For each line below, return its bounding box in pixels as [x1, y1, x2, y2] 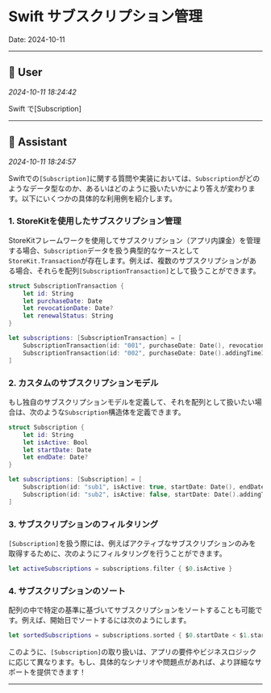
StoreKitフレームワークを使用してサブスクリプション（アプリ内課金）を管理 [8, 235, 261, 245]
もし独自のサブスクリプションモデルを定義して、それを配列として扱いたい [8, 397, 256, 406]
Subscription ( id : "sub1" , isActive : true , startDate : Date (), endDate [23, 483, 265, 491]
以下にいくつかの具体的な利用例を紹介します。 [21, 193, 177, 203]
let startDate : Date [23, 446, 92, 454]
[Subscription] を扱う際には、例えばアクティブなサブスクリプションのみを [8, 538, 256, 548]
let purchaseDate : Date [23, 296, 103, 305]
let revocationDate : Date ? [23, 304, 114, 313]
